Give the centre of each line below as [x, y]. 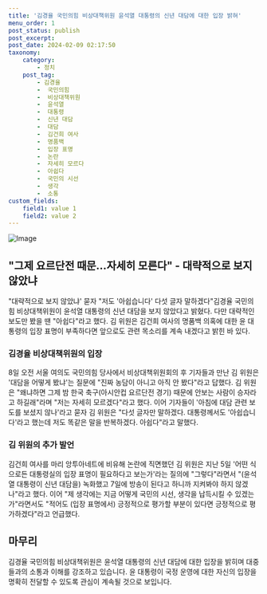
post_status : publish [44, 30]
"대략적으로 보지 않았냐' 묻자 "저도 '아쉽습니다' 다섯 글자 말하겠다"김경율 [121, 301]
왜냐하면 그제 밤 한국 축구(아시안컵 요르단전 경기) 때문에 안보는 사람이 [128, 392]
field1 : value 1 [50, 208]
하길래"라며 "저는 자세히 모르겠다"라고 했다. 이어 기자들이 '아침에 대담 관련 [132, 403]
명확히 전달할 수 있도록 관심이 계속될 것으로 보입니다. [90, 582]
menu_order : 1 [32, 23]
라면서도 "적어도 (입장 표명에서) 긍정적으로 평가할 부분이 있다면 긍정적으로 [133, 504]
